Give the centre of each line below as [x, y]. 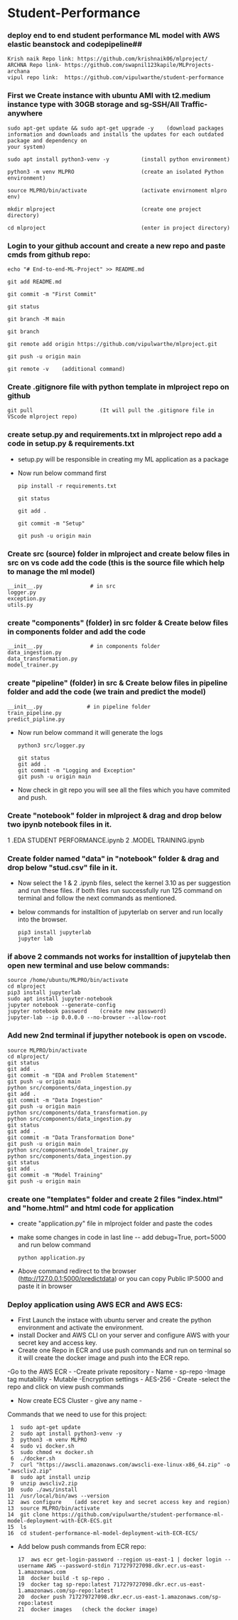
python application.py [51, 1258]
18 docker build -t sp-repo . [64, 1579]
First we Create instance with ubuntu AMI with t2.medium [109, 95]
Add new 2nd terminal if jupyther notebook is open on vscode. [117, 1035]
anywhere [25, 113]
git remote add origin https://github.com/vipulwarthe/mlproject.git [113, 344]
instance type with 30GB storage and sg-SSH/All [93, 105]
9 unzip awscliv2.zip [44, 1484]
